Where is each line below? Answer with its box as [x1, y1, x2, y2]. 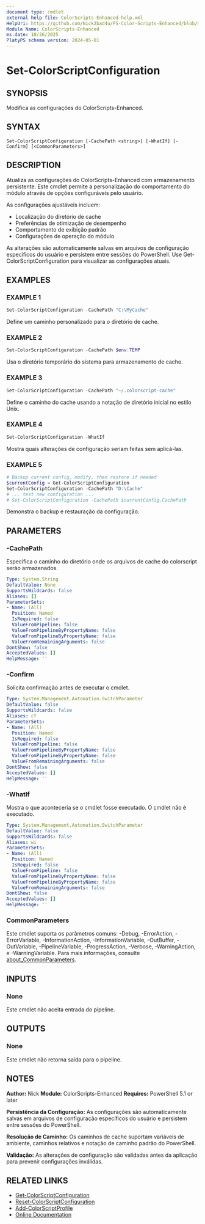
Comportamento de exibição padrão [15, 225, 107, 233]
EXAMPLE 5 [6, 460, 43, 469]
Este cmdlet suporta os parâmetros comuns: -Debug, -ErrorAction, [6, 930, 174, 937]
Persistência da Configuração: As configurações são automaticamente [6, 1108, 187, 1115]
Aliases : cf [6, 713, 37, 719]
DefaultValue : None [6, 582, 56, 588]
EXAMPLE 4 [6, 420, 43, 428]
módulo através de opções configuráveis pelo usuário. [6, 189, 143, 196]
